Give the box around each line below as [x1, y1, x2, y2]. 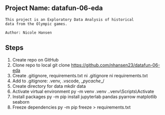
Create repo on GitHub [12, 57, 59, 62]
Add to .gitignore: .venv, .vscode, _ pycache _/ [12, 78, 105, 84]
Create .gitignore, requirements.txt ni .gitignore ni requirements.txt [12, 72, 148, 78]
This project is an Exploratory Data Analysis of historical [5, 17, 134, 22]
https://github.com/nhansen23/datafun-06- [71, 62, 160, 68]
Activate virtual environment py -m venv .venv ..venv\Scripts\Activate [12, 88, 155, 94]
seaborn [12, 99, 30, 105]
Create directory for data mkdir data [12, 83, 86, 89]
